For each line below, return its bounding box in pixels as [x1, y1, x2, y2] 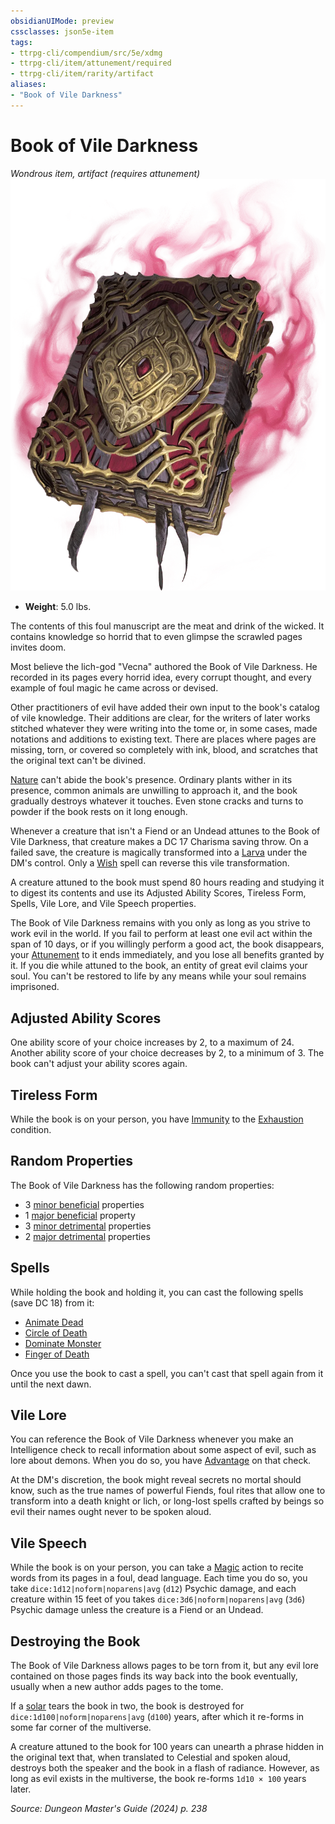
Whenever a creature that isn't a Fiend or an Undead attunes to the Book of [10, 825, 321, 837]
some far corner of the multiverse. [10, 1721, 152, 1734]
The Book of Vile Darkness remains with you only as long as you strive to [10, 917, 311, 929]
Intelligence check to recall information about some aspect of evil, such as [10, 1444, 317, 1456]
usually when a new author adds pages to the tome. [10, 1681, 224, 1693]
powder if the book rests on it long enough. [10, 806, 188, 818]
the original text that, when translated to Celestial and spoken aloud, [10, 1751, 291, 1764]
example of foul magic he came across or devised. [10, 682, 219, 694]
